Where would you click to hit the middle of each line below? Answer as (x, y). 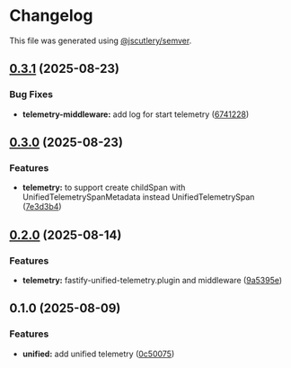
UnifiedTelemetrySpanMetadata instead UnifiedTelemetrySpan (138, 197)
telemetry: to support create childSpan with (104, 188)
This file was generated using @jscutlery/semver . (101, 40)
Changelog (51, 16)
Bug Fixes (31, 94)
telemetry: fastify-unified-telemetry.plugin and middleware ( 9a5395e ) (152, 280)
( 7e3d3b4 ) (42, 207)
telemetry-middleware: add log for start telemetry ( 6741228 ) (136, 114)
